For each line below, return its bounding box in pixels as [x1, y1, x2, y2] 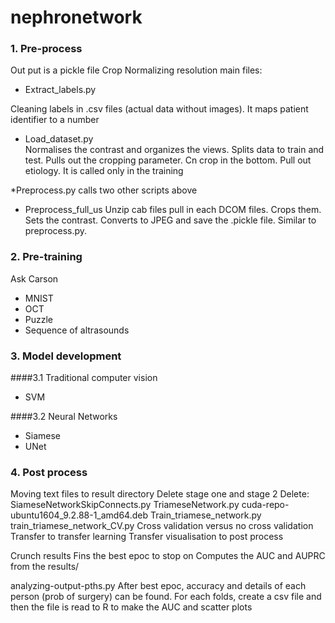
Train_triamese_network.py [149, 509, 262, 521]
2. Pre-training [10, 250, 83, 264]
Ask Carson [10, 272, 59, 285]
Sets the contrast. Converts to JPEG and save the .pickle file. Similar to [24, 214, 317, 226]
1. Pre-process [10, 42, 83, 56]
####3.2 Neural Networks [10, 411, 118, 423]
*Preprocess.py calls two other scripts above [10, 184, 198, 196]
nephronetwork [10, 6, 143, 29]
